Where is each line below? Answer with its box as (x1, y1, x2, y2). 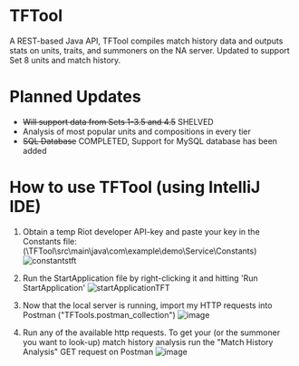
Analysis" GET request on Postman (22, 346, 154, 357)
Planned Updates (9, 87, 142, 107)
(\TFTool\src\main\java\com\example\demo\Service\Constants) (22, 246, 257, 256)
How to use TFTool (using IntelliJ (9, 178, 261, 197)
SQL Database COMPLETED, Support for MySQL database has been (22, 135, 278, 146)
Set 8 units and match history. (9, 54, 121, 65)
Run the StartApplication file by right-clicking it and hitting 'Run (22, 273, 258, 284)
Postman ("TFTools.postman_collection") (22, 309, 177, 320)
